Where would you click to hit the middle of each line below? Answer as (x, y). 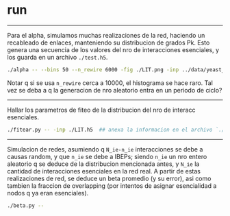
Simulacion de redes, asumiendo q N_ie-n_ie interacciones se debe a (105, 149)
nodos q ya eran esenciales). (48, 193)
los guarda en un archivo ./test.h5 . (57, 57)
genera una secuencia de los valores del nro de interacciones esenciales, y (113, 49)
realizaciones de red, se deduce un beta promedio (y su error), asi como (109, 178)
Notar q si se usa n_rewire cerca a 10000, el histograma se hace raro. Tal (110, 83)
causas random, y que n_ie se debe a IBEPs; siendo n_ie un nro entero (107, 156)
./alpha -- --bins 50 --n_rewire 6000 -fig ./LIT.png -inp (93, 70)
